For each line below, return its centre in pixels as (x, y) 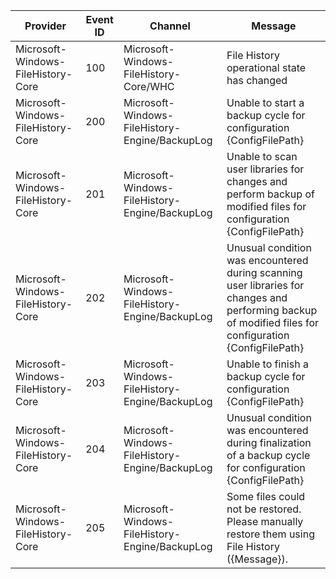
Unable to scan (262, 156)
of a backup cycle (268, 455)
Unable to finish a (267, 364)
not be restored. (264, 509)
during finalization (269, 442)
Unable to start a (265, 102)
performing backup (272, 310)
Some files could (266, 496)
